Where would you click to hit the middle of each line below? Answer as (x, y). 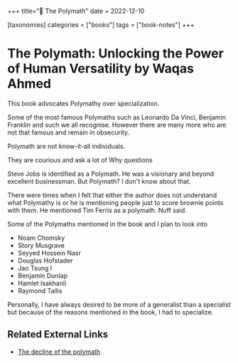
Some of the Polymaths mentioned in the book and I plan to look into (108, 223)
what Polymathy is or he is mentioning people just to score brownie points (115, 202)
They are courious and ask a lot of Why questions (80, 159)
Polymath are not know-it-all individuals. (66, 146)
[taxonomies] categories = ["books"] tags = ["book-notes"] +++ (101, 25)
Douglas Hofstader (45, 261)
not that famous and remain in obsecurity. (69, 132)
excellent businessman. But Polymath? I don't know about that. (99, 181)
